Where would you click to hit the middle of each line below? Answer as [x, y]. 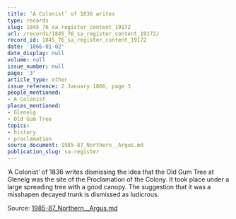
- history [22, 132]
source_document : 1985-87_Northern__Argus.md [75, 146]
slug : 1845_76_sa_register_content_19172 [69, 27]
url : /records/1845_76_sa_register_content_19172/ [83, 34]
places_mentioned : [34, 106]
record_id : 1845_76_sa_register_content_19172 [77, 40]
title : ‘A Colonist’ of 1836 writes [61, 14]
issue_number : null [36, 66]
